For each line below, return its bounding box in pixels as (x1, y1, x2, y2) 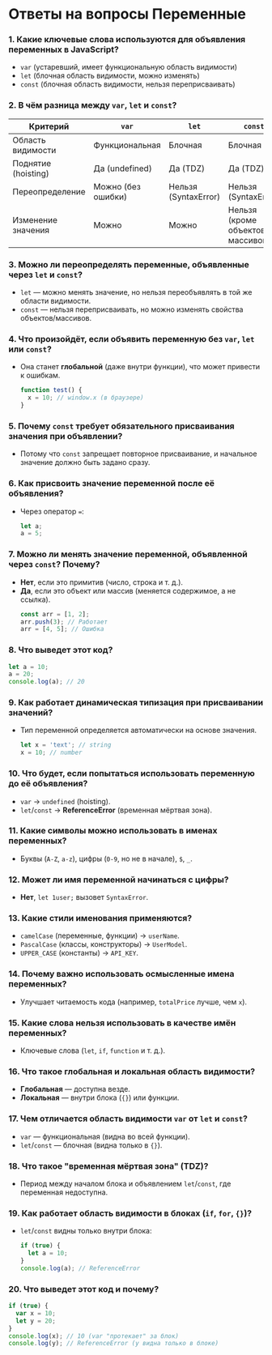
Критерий (28, 121, 70, 132)
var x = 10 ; (15, 1309, 57, 1317)
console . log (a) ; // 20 (8, 678, 85, 686)
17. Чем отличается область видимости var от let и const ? (8, 1113, 249, 1124)
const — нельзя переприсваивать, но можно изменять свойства (19, 305, 244, 314)
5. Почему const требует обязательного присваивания (8, 420, 235, 432)
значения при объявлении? (8, 430, 123, 441)
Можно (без (93, 181, 142, 192)
